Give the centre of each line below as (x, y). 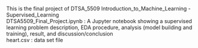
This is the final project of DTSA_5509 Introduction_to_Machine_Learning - (99, 9)
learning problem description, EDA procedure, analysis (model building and (99, 27)
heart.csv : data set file (35, 40)
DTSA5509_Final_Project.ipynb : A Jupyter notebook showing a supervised (99, 21)
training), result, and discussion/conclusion (60, 34)
